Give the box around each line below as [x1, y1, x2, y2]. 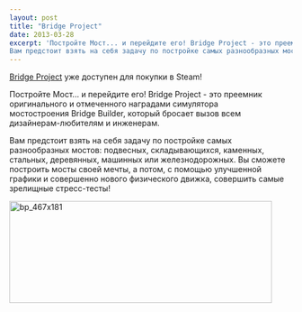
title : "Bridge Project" [9, 22, 102, 31]
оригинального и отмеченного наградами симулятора [9, 98, 218, 109]
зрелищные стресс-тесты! [9, 183, 111, 194]
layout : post [9, 13, 58, 23]
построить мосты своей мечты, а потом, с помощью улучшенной [9, 164, 262, 175]
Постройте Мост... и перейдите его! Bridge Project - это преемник [9, 89, 262, 100]
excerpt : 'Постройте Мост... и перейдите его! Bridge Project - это [9, 38, 271, 48]
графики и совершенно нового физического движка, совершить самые [9, 173, 285, 185]
